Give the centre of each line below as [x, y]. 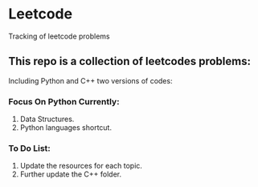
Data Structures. [47, 119]
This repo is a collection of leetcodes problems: [130, 61]
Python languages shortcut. [66, 128]
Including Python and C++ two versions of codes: [90, 80]
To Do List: [29, 148]
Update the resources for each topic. [81, 166]
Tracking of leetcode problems [59, 36]
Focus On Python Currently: [64, 101]
